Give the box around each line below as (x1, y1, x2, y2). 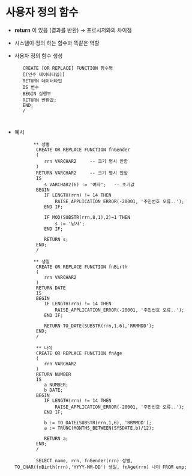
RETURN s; (44, 237, 68, 243)
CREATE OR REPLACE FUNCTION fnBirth (36, 264, 128, 270)
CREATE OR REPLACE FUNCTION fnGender (36, 147, 130, 153)
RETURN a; (44, 436, 68, 442)
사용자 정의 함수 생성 (14, 52, 63, 59)
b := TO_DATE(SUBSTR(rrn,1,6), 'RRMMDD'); (44, 420, 152, 426)
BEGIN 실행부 (22, 91, 52, 97)
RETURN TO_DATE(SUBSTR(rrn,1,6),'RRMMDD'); (44, 323, 155, 329)
